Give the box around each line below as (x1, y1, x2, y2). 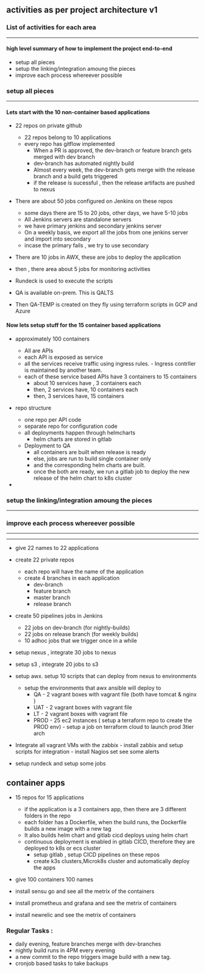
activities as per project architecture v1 (6, 5, 158, 15)
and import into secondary (24, 235, 92, 243)
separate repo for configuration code (24, 422, 118, 430)
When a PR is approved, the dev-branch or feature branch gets (33, 146, 192, 154)
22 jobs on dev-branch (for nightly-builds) (24, 624, 130, 631)
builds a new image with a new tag (24, 825, 112, 832)
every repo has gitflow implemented (24, 140, 115, 148)
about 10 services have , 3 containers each (33, 379, 142, 386)
